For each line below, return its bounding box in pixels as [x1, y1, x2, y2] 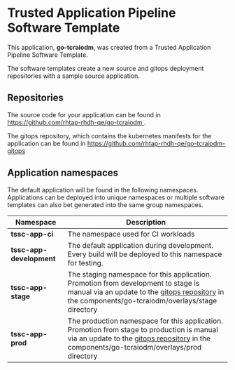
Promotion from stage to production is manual [67, 324, 218, 334]
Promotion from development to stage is [67, 278, 200, 288]
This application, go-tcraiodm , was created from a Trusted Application [7, 43, 211, 51]
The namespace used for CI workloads [67, 229, 195, 239]
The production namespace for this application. [67, 316, 224, 326]
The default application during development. [67, 240, 213, 250]
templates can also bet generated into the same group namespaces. [7, 200, 204, 209]
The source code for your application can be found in [7, 110, 161, 119]
